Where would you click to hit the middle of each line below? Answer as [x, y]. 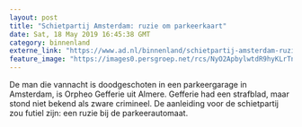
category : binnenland [50, 42]
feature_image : [38, 59]
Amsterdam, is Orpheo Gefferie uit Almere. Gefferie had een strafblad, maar [149, 94]
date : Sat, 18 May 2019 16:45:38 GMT [80, 34]
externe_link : [36, 51]
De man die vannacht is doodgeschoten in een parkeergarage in [128, 85]
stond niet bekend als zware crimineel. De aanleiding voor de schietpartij [144, 103]
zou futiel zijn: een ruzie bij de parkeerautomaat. [99, 113]
